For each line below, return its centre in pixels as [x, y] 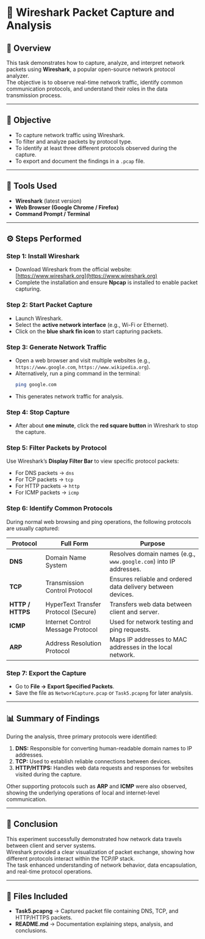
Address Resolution [74, 643]
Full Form [74, 543]
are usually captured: [33, 528]
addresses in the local [141, 647]
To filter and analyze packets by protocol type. [74, 141]
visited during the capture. [49, 774]
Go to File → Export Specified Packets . [65, 686]
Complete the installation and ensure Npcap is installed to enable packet [106, 282]
